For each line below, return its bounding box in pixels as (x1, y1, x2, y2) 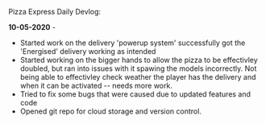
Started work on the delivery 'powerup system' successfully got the (19, 38, 246, 48)
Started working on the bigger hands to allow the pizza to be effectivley (19, 56, 258, 64)
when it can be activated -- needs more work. (19, 81, 173, 90)
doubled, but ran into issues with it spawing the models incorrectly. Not (19, 64, 257, 73)
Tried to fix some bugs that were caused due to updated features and (19, 89, 251, 99)
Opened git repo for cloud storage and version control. (19, 106, 202, 116)
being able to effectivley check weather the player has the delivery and (19, 72, 256, 81)
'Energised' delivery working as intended (19, 47, 156, 56)
